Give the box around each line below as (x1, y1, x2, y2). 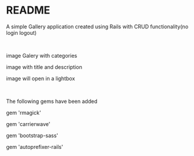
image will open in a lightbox (6, 75, 75, 82)
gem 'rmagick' (6, 109, 41, 116)
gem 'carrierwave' (6, 120, 51, 127)
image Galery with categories (6, 52, 78, 59)
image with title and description (6, 63, 82, 71)
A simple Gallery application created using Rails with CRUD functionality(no (6, 23, 189, 30)
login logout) (6, 29, 37, 36)
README (6, 4, 51, 17)
